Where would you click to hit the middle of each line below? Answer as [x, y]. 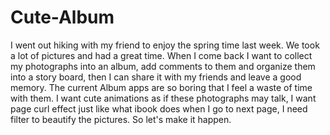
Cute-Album [62, 17]
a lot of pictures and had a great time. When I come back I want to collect [161, 55]
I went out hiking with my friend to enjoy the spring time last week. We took [165, 45]
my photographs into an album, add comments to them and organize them [163, 66]
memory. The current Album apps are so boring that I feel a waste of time [161, 87]
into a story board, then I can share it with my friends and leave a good [156, 77]
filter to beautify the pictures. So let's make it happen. [121, 119]
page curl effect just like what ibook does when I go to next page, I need [159, 108]
